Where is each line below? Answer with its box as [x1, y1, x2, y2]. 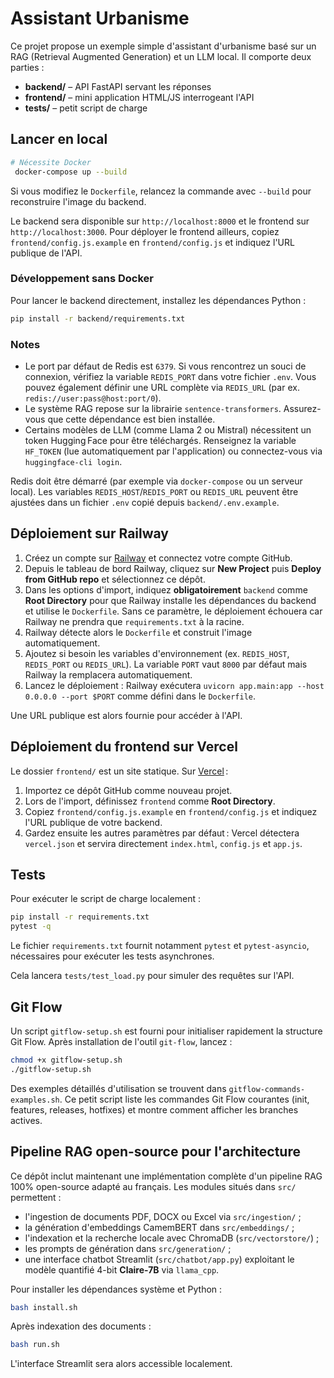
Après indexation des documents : [10, 1320, 152, 1332]
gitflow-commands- [228, 1084, 306, 1094]
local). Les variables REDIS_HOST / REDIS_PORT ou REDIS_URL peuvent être [10, 485, 299, 497]
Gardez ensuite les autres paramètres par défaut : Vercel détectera [24, 827, 300, 839]
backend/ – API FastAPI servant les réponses [24, 80, 212, 92]
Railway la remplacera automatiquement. [24, 668, 193, 681]
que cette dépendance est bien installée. [47, 413, 216, 425]
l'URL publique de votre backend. [24, 816, 163, 828]
